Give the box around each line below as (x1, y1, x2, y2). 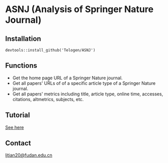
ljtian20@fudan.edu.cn (5, 152, 53, 158)
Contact (5, 139, 31, 147)
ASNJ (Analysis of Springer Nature (5, 4, 154, 15)
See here (5, 124, 24, 130)
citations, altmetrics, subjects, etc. (12, 96, 84, 102)
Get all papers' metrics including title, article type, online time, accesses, (12, 91, 163, 97)
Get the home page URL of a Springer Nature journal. (12, 75, 123, 81)
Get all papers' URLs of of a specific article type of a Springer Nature (12, 80, 156, 86)
